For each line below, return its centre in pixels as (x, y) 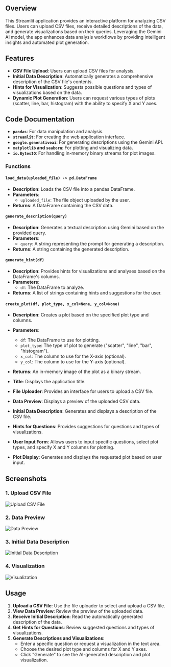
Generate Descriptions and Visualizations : (58, 638)
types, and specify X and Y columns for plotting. (64, 447)
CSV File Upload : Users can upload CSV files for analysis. (74, 70)
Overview (21, 8)
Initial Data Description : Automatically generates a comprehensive (83, 76)
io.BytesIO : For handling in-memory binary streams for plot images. (84, 153)
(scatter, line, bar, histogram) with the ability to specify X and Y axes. (85, 103)
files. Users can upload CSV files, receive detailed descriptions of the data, (84, 26)
